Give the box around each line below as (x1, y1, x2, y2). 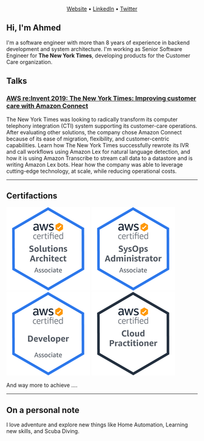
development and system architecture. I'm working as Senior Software (6, 45, 183, 52)
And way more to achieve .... (6, 381, 78, 389)
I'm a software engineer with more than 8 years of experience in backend (6, 39, 190, 46)
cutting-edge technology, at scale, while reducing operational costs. (6, 167, 177, 175)
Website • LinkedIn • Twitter (66, 5, 138, 12)
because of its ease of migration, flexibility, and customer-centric (6, 135, 170, 142)
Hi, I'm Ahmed (6, 23, 61, 33)
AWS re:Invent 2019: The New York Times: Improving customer (6, 94, 197, 103)
